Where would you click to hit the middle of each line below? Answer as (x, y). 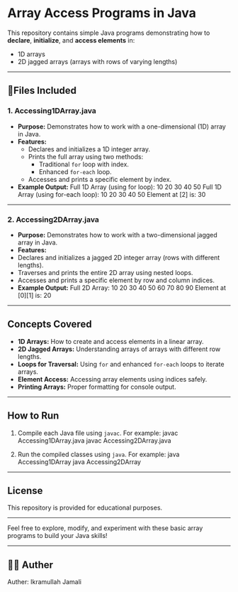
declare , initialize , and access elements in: (71, 40)
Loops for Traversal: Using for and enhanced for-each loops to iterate (121, 364)
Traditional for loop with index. (84, 164)
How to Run (33, 416)
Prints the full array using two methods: (86, 156)
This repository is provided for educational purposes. (85, 508)
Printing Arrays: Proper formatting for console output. (97, 387)
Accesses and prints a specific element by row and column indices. (116, 280)
